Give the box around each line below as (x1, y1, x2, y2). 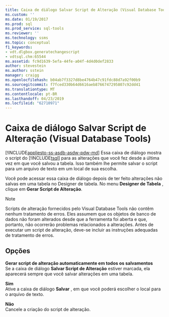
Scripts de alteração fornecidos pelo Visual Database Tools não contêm (5, 205, 154, 212)
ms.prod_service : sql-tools (5, 26, 64, 31)
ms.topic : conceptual (5, 40, 51, 45)
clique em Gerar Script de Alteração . (5, 186, 82, 192)
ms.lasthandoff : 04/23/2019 (5, 96, 64, 101)
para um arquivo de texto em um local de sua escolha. (5, 166, 118, 172)
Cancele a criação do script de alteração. (5, 306, 91, 312)
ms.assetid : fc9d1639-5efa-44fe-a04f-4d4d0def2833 (5, 59, 114, 64)
